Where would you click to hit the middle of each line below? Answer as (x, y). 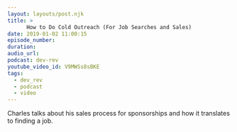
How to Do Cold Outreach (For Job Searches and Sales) (109, 27)
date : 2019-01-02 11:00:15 (47, 34)
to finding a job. (30, 121)
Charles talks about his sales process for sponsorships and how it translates (119, 114)
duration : (22, 47)
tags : (15, 73)
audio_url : (23, 54)
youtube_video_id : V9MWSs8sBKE (54, 67)
